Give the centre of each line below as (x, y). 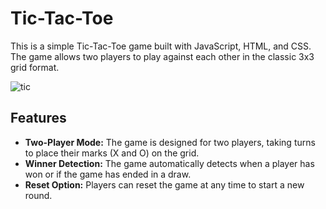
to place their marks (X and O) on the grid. (112, 153)
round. (38, 195)
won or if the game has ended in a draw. (108, 174)
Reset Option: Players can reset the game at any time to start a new (164, 184)
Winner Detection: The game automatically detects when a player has (169, 163)
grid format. (35, 67)
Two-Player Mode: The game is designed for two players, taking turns (170, 142)
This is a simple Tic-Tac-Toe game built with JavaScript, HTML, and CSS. (161, 46)
